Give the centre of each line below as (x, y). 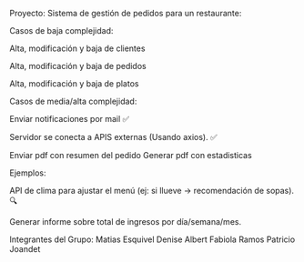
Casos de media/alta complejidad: (73, 101)
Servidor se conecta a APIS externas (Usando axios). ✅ (113, 137)
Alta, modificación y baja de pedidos (78, 66)
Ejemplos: (28, 173)
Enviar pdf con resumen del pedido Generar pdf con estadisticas (131, 155)
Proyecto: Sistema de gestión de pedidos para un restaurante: (126, 13)
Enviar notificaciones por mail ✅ (70, 119)
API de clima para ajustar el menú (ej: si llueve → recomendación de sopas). (152, 191)
